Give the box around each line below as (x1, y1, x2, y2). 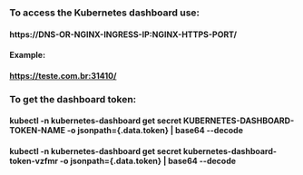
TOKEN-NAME (9, 125, 66, 136)
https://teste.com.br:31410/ (9, 70, 117, 81)
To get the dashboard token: (9, 92, 137, 105)
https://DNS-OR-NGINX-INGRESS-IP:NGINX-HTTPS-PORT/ (9, 29, 238, 40)
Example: (9, 50, 46, 61)
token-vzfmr (9, 155, 59, 166)
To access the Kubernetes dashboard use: (9, 6, 200, 19)
